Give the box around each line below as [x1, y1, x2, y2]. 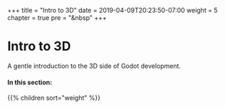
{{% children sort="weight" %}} [7, 93, 101, 102]
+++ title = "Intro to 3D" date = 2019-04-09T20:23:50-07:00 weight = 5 [7, 6, 219, 14]
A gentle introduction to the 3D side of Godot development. [7, 62, 182, 70]
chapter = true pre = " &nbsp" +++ [7, 13, 107, 22]
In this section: [7, 78, 53, 86]
